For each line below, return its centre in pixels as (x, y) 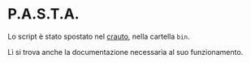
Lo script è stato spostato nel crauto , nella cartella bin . (99, 36)
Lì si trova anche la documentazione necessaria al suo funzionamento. (125, 52)
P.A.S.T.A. (43, 14)
